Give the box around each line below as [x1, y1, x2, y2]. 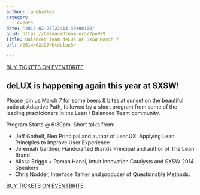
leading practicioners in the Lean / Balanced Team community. [6, 109, 160, 116]
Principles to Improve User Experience [14, 138, 110, 146]
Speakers [14, 164, 39, 171]
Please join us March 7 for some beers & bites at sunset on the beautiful [6, 97, 184, 104]
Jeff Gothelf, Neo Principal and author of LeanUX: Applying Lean [14, 132, 175, 140]
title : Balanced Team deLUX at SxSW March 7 [6, 36, 119, 42]
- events [11, 20, 34, 26]
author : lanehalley [6, 8, 55, 15]
